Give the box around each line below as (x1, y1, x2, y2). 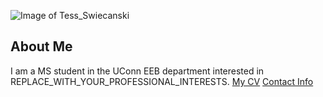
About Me (10, 38, 73, 55)
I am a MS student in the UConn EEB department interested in (10, 65, 265, 77)
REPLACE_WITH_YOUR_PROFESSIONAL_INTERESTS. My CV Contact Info (10, 75, 314, 87)
